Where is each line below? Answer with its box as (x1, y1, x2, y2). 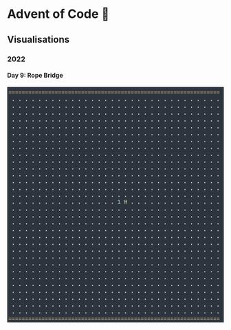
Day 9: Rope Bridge (7, 71, 63, 80)
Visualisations (7, 34, 70, 45)
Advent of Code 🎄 (7, 6, 110, 22)
